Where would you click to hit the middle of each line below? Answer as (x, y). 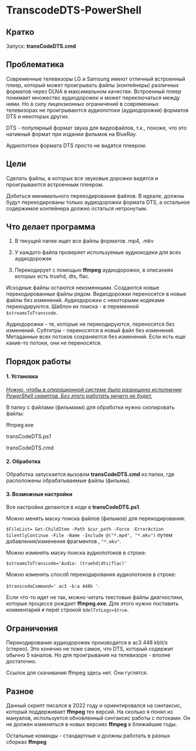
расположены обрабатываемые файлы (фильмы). (68, 481)
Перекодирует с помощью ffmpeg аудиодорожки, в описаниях (94, 270)
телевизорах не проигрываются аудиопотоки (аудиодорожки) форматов (97, 110)
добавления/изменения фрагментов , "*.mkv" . (64, 541)
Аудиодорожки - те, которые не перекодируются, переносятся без (90, 324)
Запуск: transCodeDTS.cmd (41, 46)
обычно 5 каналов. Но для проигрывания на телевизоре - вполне (88, 655)
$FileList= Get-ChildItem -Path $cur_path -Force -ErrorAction (85, 530)
